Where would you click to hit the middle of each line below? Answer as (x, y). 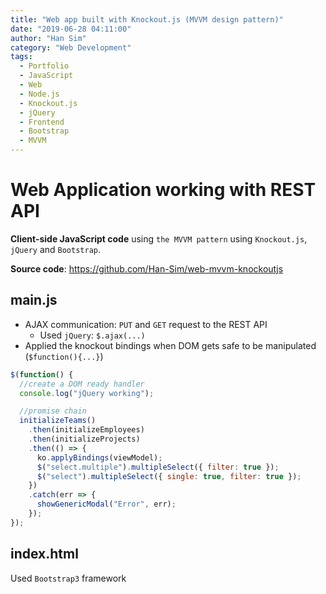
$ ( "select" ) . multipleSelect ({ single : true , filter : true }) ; (169, 476)
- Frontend (42, 122)
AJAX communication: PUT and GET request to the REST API (146, 324)
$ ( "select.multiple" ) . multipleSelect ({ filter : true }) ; (158, 467)
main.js (34, 300)
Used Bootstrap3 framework (68, 578)
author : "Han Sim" (48, 38)
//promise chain (53, 411)
